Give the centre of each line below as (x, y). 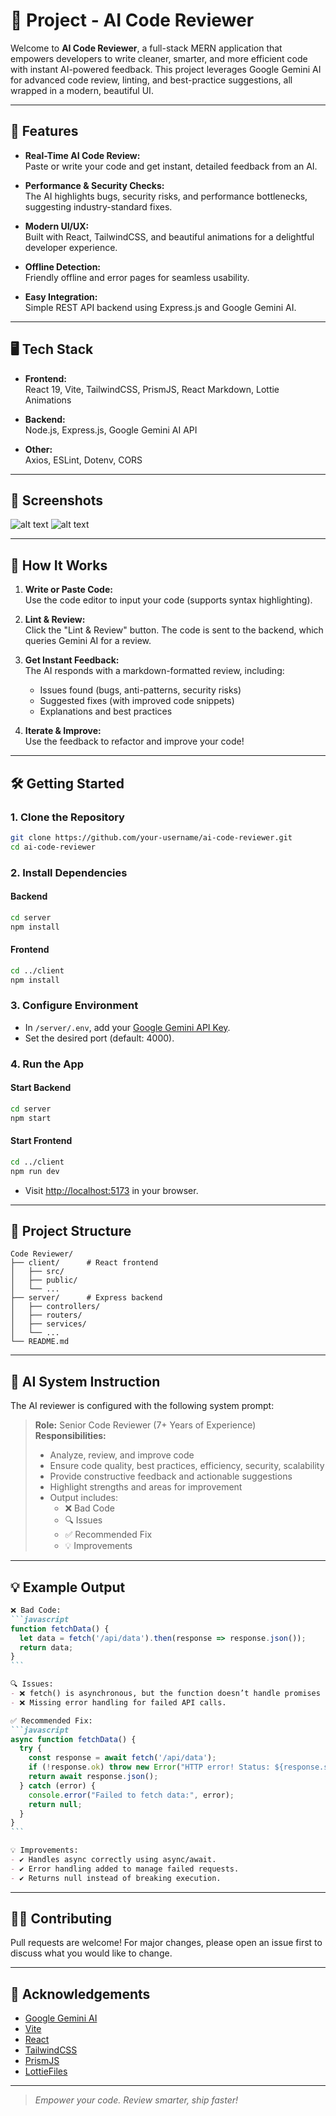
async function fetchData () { (73, 1739)
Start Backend (41, 1088)
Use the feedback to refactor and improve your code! (134, 741)
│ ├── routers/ (46, 1315)
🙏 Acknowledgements (80, 1994)
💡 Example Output (68, 1587)
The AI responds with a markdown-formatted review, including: (154, 671)
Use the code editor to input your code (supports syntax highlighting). (168, 600)
